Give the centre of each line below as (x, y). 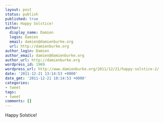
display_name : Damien (32, 32)
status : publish (22, 14)
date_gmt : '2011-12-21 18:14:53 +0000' (46, 78)
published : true (22, 19)
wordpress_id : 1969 (25, 64)
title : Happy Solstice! (29, 23)
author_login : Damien (27, 51)
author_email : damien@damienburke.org (45, 55)
